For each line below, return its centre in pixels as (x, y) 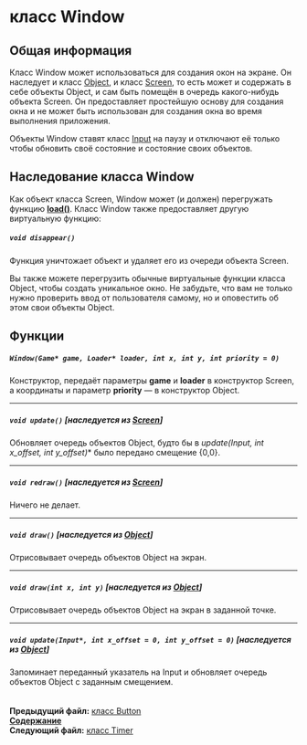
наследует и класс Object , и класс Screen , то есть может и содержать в (150, 82)
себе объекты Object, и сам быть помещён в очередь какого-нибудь (144, 92)
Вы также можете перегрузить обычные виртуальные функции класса (148, 278)
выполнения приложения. (60, 121)
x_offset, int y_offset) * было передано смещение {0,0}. (115, 453)
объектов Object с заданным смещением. (91, 681)
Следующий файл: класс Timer (72, 730)
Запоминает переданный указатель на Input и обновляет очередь (138, 672)
